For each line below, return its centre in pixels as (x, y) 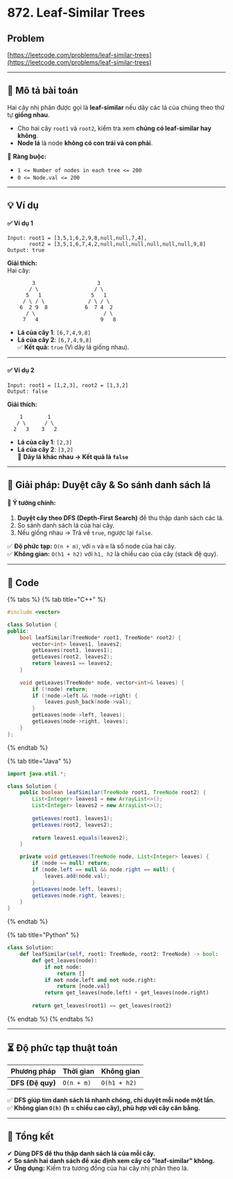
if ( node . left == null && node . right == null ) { (104, 870)
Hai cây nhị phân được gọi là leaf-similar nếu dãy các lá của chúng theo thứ (116, 107)
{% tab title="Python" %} (43, 935)
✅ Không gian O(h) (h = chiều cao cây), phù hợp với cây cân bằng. (104, 1108)
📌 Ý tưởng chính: (32, 502)
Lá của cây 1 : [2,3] (45, 442)
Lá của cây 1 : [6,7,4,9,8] (54, 333)
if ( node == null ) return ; (71, 863)
